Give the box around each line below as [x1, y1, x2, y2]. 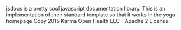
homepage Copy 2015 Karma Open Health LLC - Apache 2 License [6, 18, 169, 24]
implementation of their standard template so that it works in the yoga [6, 11, 176, 18]
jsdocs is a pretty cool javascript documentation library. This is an [6, 5, 166, 12]
